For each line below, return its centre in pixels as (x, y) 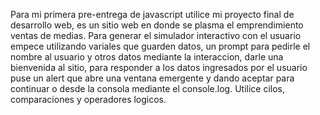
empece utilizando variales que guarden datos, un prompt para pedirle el (160, 46)
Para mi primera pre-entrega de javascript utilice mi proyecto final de (152, 14)
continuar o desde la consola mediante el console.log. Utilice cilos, (148, 88)
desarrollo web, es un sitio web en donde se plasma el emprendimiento (157, 25)
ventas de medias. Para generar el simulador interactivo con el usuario (156, 35)
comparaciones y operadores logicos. (88, 99)
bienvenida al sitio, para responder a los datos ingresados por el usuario (159, 67)
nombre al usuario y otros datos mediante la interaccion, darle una (147, 57)
